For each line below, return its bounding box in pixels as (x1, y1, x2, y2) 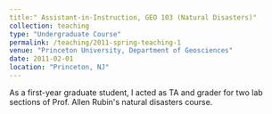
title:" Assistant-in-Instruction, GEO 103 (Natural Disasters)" (9, 12, 257, 22)
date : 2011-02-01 (9, 54, 74, 63)
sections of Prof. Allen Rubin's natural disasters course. (9, 96, 213, 107)
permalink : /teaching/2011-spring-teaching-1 (9, 37, 181, 47)
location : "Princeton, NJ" (9, 63, 110, 72)
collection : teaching (9, 21, 90, 30)
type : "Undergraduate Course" (9, 29, 122, 38)
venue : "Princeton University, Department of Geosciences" (9, 46, 234, 55)
